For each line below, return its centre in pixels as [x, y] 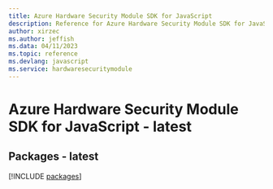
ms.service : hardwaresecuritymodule [70, 69]
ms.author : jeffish [41, 39]
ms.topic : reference [43, 54]
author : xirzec [34, 31]
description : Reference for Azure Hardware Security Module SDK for [127, 24]
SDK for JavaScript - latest [100, 126]
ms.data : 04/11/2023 [43, 46]
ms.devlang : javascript [49, 62]
